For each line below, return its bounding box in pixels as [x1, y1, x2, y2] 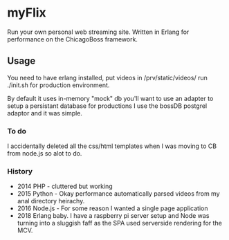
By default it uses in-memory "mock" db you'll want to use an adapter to [7, 94, 214, 102]
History [7, 166, 33, 176]
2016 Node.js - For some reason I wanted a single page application [17, 204, 208, 212]
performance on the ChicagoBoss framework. [7, 35, 138, 43]
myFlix [7, 5, 46, 21]
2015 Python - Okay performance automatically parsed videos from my [17, 190, 220, 198]
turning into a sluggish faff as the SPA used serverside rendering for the [17, 219, 223, 228]
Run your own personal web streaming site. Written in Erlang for [7, 28, 190, 36]
